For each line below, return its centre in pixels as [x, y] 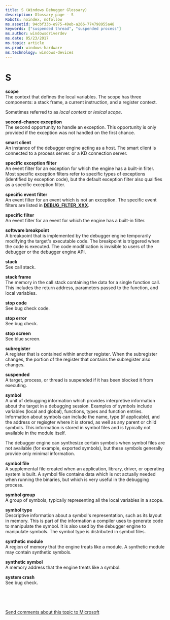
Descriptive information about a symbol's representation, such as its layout [83, 515]
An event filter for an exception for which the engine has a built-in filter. [80, 168]
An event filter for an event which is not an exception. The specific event [81, 200]
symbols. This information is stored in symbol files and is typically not [78, 428]
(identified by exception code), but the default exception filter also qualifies [84, 179]
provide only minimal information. [40, 454]
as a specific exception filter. [35, 185]
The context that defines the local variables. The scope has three [73, 97]
